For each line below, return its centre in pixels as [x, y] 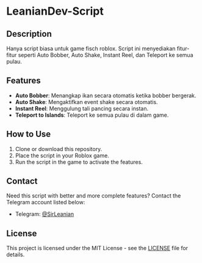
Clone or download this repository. [59, 149]
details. [16, 254]
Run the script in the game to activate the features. [79, 162]
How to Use [29, 134]
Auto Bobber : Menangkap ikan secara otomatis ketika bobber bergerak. [106, 95]
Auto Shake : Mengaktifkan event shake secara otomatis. [86, 102]
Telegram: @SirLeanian [45, 214]
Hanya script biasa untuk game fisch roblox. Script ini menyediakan [91, 48]
